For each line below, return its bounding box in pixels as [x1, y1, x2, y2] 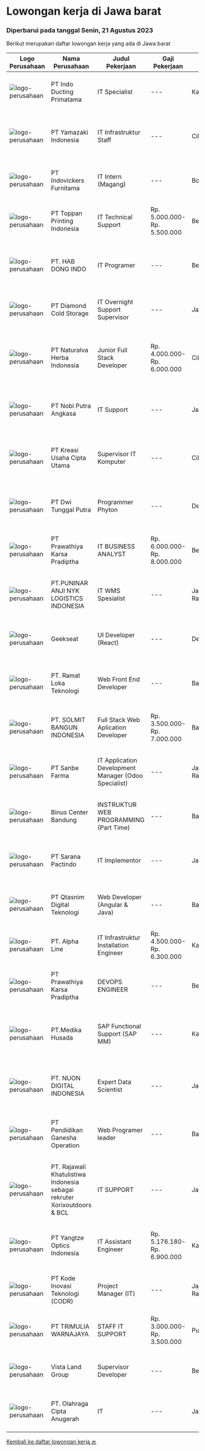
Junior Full [97, 346, 128, 354]
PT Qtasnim [51, 893, 85, 902]
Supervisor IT [97, 450, 137, 458]
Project [97, 1282, 118, 1290]
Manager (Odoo [97, 771, 143, 780]
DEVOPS [97, 978, 123, 986]
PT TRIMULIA [51, 1322, 90, 1331]
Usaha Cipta [51, 454, 87, 462]
